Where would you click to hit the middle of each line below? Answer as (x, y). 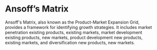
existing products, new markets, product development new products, (74, 37)
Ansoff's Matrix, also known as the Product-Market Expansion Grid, (72, 22)
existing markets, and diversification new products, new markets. (70, 42)
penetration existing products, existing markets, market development (74, 32)
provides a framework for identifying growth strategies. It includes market (78, 27)
